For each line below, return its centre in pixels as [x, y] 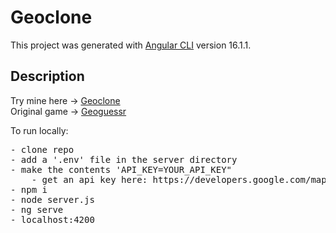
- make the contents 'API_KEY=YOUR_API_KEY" [121, 169]
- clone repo [42, 149]
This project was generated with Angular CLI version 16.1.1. [131, 45]
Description [47, 76]
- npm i [29, 189]
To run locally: [39, 130]
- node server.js [52, 199]
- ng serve [37, 209]
